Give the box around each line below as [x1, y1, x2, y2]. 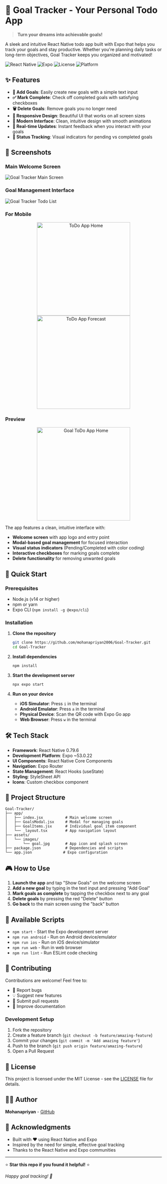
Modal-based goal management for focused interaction [12, 539, 128, 545]
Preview [5, 416, 25, 423]
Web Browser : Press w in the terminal [19, 716, 96, 722]
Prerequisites [5, 585, 38, 592]
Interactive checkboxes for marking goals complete [12, 550, 120, 556]
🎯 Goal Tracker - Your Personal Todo [5, 4, 158, 16]
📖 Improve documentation [12, 1003, 66, 1009]
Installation [5, 619, 33, 626]
